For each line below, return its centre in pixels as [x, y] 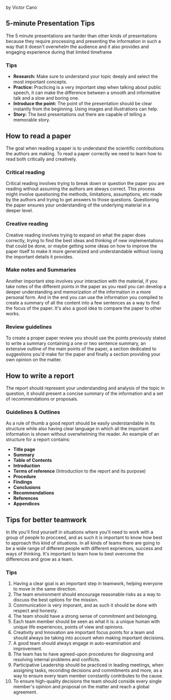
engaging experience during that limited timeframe [59, 52]
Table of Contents [33, 460]
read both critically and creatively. [41, 159]
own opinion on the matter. [34, 360]
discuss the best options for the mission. [56, 600]
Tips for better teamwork [46, 520]
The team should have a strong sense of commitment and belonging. [85, 616]
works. [13, 313]
